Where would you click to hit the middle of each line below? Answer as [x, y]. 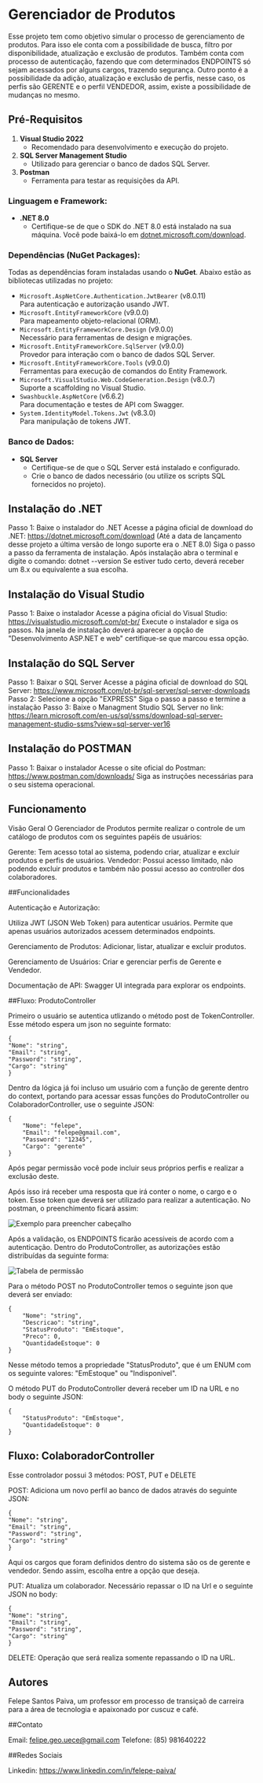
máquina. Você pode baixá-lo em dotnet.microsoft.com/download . [139, 235]
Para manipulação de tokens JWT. [75, 421]
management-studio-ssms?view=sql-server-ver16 [89, 724]
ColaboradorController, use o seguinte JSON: [81, 1104]
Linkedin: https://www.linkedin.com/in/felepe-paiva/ [92, 1770]
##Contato [26, 1725]
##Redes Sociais [35, 1755]
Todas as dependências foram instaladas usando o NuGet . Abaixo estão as [130, 272]
